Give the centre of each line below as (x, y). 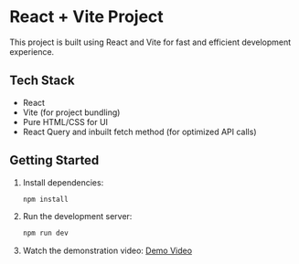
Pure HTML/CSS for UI (65, 121)
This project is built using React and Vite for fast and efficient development (150, 42)
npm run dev (45, 233)
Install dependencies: (63, 182)
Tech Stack (42, 81)
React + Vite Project (87, 17)
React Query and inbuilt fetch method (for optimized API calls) (139, 132)
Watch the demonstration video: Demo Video (107, 251)
